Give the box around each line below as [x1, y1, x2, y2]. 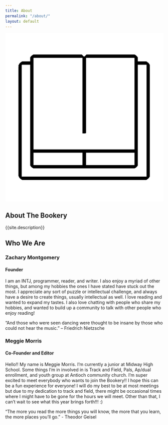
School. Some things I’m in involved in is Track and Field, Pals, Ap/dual [5, 367, 151, 373]
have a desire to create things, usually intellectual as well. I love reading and [5, 294, 162, 300]
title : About [5, 8, 33, 13]
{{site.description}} [5, 225, 45, 230]
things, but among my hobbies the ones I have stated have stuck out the [5, 283, 154, 289]
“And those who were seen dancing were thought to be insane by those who [5, 320, 163, 326]
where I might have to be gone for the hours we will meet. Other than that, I [5, 393, 160, 399]
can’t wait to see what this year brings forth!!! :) [5, 398, 103, 405]
